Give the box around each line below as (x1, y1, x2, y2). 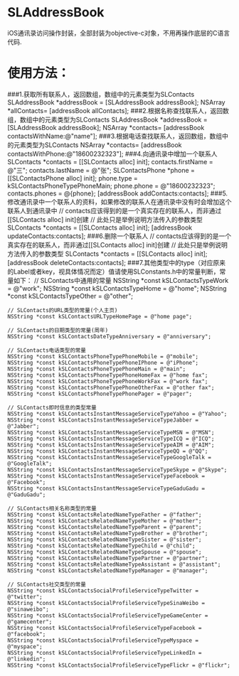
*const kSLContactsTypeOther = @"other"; (7, 291, 134, 300)
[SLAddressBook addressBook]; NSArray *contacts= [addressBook (7, 123, 205, 132)
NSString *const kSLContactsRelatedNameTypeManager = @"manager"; (7, 567, 208, 574)
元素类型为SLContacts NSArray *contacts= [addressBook (13, 140, 183, 149)
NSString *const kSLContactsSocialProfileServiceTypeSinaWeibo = (7, 599, 205, 606)
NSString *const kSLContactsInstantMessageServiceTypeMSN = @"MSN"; (7, 429, 215, 436)
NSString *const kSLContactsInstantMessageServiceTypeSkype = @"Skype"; (7, 466, 228, 473)
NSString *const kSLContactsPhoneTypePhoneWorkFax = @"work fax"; (7, 377, 208, 385)
